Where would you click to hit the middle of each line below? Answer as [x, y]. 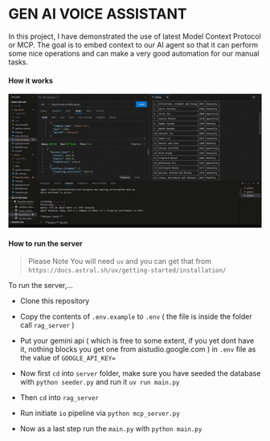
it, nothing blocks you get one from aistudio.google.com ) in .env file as [138, 349]
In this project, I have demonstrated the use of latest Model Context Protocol [135, 36]
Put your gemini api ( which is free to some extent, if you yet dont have [137, 341]
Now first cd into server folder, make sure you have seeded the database [140, 373]
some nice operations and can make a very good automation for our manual [134, 53]
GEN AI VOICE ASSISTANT [98, 14]
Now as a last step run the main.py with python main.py [111, 429]
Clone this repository [55, 301]
